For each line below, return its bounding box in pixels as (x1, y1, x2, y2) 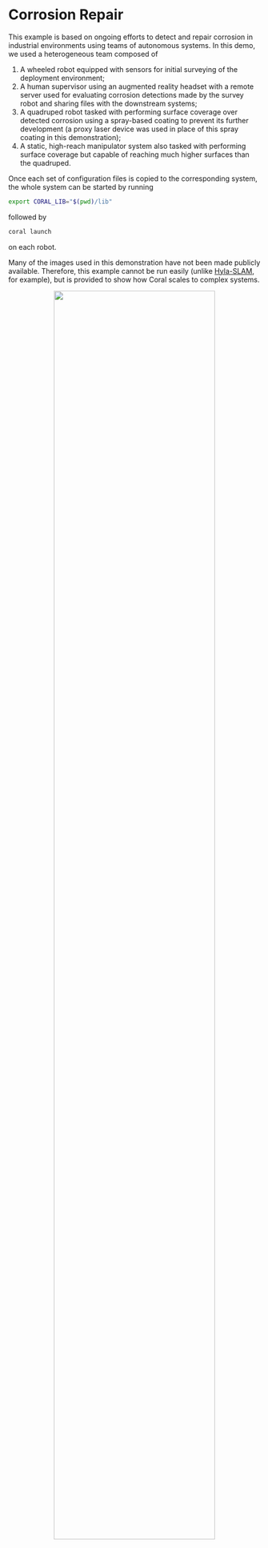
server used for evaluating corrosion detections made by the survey (19, 90, 244, 99)
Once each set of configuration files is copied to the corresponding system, (8, 174, 258, 183)
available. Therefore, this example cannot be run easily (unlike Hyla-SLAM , (8, 266, 254, 275)
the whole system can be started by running (8, 182, 154, 191)
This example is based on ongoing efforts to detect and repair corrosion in (8, 32, 254, 42)
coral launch (8, 227, 52, 235)
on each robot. (8, 242, 57, 251)
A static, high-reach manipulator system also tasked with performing (19, 141, 246, 150)
